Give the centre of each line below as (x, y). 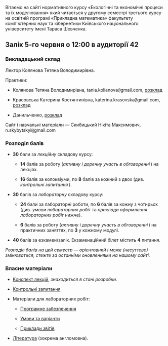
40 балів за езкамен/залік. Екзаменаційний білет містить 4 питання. (87, 240)
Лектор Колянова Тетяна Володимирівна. (50, 70)
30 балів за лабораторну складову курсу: (58, 194)
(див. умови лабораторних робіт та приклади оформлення (84, 209)
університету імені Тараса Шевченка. (46, 29)
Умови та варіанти (40, 319)
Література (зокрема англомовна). (50, 338)
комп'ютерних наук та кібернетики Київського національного (72, 23)
